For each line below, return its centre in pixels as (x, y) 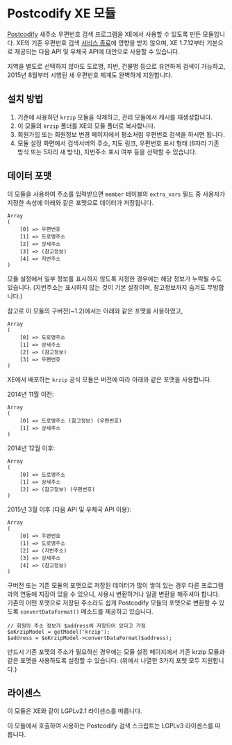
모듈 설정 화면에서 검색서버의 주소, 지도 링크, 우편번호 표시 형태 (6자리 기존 (118, 143)
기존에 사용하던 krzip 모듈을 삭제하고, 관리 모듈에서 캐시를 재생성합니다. (115, 117)
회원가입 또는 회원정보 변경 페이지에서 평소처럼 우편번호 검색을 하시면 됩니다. (121, 134)
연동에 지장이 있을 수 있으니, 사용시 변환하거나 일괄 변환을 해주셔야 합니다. (120, 593)
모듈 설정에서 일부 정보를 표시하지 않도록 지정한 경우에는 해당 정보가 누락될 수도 (115, 279)
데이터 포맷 (30, 176)
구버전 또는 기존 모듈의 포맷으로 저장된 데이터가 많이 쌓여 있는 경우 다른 (103, 585)
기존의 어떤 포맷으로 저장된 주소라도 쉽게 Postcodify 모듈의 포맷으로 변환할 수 (112, 603)
